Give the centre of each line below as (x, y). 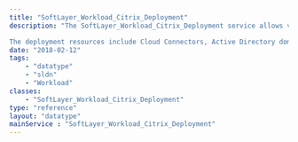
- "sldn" (41, 75)
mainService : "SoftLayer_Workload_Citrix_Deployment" (113, 124)
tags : (19, 59)
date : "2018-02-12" (45, 50)
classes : (25, 91)
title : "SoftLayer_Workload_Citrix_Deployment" (99, 17)
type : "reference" (43, 107)
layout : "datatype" (45, 116)
